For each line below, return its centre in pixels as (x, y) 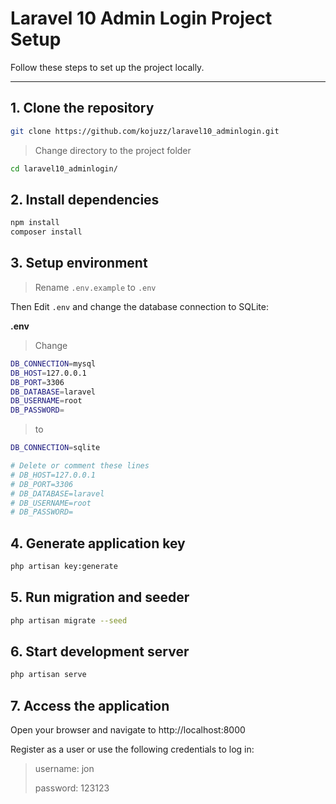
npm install (35, 223)
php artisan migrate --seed (69, 620)
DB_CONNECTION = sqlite (55, 448)
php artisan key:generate (64, 567)
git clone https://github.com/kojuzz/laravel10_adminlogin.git (145, 131)
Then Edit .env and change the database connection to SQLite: (139, 306)
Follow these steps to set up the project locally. (107, 67)
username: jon (64, 769)
